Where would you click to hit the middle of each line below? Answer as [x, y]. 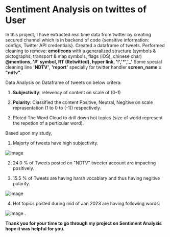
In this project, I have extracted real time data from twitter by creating [78, 34]
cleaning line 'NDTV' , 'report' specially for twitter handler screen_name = [83, 67]
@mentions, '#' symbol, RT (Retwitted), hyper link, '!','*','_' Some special [84, 61]
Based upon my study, [29, 133]
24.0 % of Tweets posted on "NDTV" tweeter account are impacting [84, 163]
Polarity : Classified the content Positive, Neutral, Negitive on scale [83, 102]
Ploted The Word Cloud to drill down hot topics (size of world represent [88, 117]
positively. [23, 168]
